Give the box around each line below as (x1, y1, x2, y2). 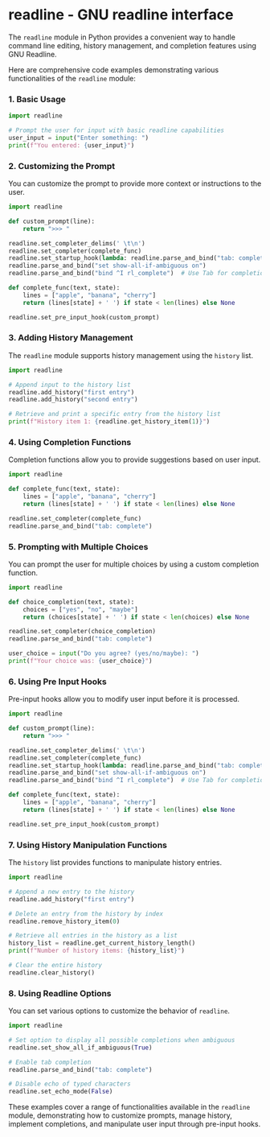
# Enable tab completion (8, 1058, 92, 1066)
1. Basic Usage (8, 93, 67, 105)
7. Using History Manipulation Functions (8, 839, 167, 851)
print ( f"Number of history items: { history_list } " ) (8, 947, 185, 955)
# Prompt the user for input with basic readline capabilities (8, 126, 225, 134)
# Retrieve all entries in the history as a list (8, 932, 178, 940)
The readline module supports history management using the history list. (8, 350, 254, 360)
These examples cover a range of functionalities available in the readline (8, 1102, 251, 1112)
